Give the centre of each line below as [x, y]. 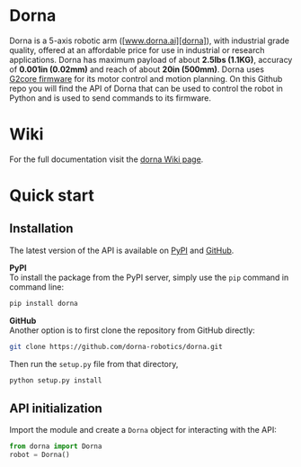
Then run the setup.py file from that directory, [94, 364]
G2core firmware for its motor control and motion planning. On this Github [146, 78]
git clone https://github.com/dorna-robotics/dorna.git [116, 346]
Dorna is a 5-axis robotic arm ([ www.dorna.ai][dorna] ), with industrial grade [150, 40]
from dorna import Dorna [56, 446]
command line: [37, 287]
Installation [41, 229]
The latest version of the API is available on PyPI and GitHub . [122, 250]
